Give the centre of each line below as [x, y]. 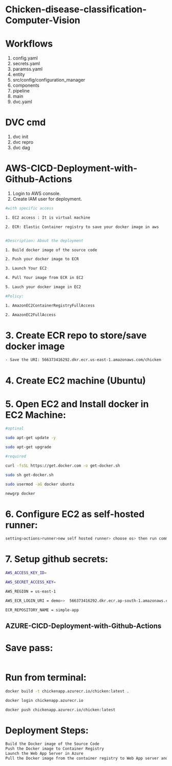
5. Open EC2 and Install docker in [77, 404]
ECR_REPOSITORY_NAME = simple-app [42, 610]
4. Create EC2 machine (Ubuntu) [76, 380]
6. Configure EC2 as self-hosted [75, 514]
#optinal [15, 429]
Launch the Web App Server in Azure [44, 754]
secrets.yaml [26, 64]
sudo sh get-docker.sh [29, 475]
